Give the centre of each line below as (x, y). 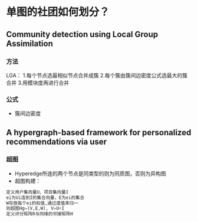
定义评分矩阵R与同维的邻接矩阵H (40, 214)
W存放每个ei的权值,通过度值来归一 (42, 203)
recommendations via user (57, 141)
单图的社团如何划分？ (58, 12)
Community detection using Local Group (82, 34)
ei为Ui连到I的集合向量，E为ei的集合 (45, 197)
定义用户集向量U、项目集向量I (37, 192)
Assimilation (29, 43)
